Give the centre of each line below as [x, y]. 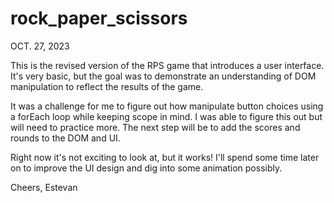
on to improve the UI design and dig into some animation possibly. [146, 168]
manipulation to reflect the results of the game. [107, 86]
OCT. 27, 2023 [40, 46]
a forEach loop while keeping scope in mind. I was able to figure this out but [166, 116]
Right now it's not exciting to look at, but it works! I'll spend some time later [165, 157]
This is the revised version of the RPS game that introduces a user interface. [167, 65]
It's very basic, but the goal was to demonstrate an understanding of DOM [163, 76]
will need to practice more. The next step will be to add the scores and [155, 127]
